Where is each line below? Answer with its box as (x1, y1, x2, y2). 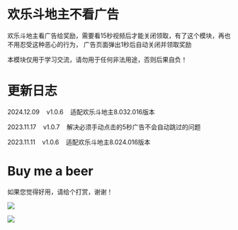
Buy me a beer (7, 163, 93, 180)
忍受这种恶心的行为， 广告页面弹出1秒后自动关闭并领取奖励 (19, 40, 192, 48)
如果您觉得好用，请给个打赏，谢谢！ (7, 187, 113, 196)
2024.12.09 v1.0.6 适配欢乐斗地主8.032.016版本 (7, 107, 156, 116)
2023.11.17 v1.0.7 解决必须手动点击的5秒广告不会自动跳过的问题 (7, 122, 201, 131)
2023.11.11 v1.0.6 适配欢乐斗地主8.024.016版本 (7, 138, 151, 146)
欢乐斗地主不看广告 (7, 6, 120, 23)
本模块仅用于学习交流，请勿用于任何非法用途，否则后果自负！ (7, 55, 188, 64)
